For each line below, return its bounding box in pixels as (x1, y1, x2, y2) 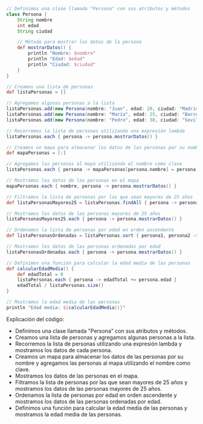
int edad (17, 22, 39, 28)
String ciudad (17, 28, 53, 34)
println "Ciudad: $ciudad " (28, 61, 96, 68)
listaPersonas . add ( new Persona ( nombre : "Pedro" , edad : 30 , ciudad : (6, 117, 180, 123)
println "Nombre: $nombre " (28, 50, 96, 57)
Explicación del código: (6, 315, 65, 323)
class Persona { (6, 11, 47, 18)
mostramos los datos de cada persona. (14, 346, 113, 353)
